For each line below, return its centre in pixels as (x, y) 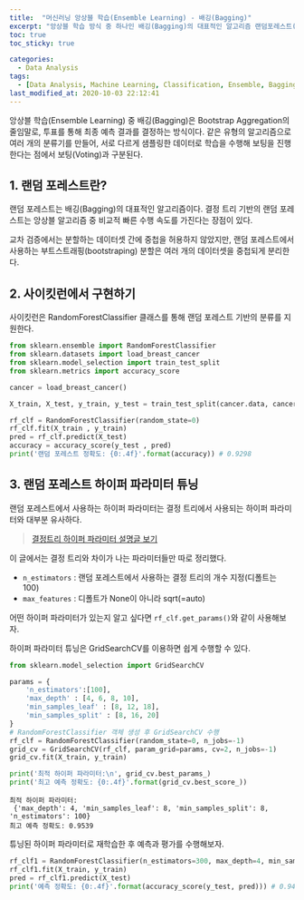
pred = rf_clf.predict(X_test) (68, 437)
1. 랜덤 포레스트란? (58, 186)
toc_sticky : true (42, 43)
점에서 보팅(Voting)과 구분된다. (88, 154)
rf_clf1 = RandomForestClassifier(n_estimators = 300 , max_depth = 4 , (137, 861)
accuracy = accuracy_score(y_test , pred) (90, 445)
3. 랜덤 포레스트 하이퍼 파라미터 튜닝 (104, 485)
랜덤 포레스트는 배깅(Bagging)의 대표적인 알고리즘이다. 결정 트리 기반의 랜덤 (143, 209)
